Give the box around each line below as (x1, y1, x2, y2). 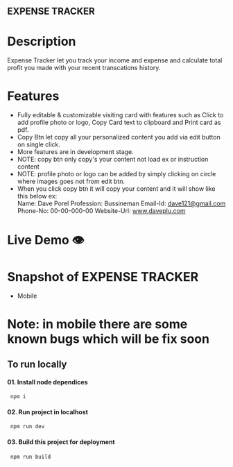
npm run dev (10, 423, 45, 430)
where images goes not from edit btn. (17, 177, 125, 186)
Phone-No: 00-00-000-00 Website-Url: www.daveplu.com (17, 207, 186, 215)
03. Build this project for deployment (7, 437, 116, 446)
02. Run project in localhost (7, 407, 89, 416)
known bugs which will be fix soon (7, 331, 210, 346)
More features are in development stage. (17, 148, 134, 156)
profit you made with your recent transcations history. (7, 64, 161, 72)
